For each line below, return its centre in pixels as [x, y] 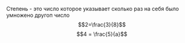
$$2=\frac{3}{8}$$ [102, 25]
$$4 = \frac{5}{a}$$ [102, 34]
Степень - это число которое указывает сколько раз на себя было [93, 9]
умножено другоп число [38, 15]
